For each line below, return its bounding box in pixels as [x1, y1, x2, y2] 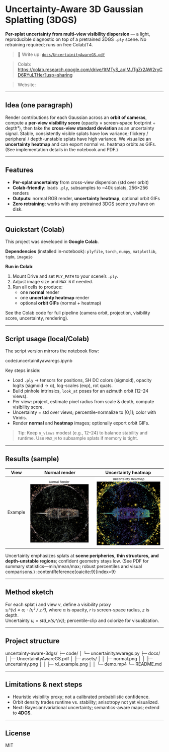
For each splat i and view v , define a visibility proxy [5, 601, 111, 607]
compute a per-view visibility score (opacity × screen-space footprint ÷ [5, 119, 156, 126]
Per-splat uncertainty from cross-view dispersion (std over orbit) [12, 179, 149, 185]
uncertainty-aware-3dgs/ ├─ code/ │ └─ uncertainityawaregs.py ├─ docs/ [5, 650, 160, 656]
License [5, 729, 31, 737]
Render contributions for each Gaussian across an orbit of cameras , [5, 114, 147, 120]
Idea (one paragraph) [5, 101, 73, 109]
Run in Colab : [5, 264, 34, 270]
